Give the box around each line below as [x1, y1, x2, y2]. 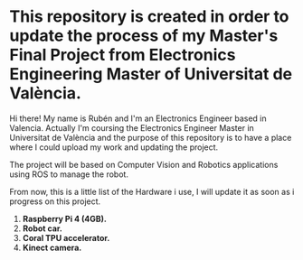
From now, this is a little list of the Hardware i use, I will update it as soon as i [9, 186, 295, 197]
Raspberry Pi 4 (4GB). [22, 213, 107, 224]
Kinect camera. [22, 242, 82, 253]
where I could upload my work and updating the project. [9, 142, 219, 153]
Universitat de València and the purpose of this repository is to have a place [9, 132, 292, 143]
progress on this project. [9, 196, 101, 207]
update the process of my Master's [9, 25, 279, 46]
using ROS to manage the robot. [9, 169, 129, 180]
